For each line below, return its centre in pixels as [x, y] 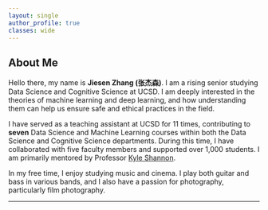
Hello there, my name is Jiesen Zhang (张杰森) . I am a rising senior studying [133, 83]
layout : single [33, 16]
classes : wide [32, 30]
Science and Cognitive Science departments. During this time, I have [121, 141]
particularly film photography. [57, 190]
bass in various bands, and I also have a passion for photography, [116, 182]
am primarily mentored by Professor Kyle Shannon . [92, 158]
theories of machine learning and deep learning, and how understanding [127, 100]
